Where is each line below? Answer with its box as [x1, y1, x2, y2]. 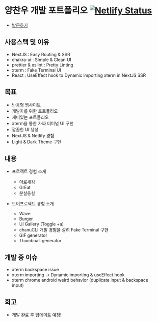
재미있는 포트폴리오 [11, 114, 49, 120]
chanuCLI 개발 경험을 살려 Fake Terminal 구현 [19, 227, 108, 233]
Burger [19, 216, 33, 222]
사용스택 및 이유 [4, 38, 50, 46]
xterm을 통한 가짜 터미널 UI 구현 [11, 120, 74, 126]
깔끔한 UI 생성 [11, 127, 39, 132]
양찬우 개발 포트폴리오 [4, 5, 88, 16]
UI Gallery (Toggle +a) [19, 221, 64, 227]
